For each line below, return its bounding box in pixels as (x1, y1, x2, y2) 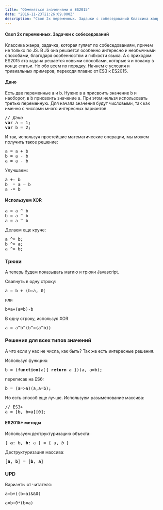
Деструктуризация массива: (5, 449, 65, 455)
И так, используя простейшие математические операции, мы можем (5, 133, 149, 139)
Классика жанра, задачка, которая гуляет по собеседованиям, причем (5, 42, 153, 48)
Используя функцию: (5, 358, 49, 363)
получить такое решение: (5, 139, 58, 145)
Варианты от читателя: (5, 482, 52, 488)
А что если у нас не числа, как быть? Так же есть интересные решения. (5, 348, 155, 354)
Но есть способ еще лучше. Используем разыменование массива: (5, 395, 145, 400)
